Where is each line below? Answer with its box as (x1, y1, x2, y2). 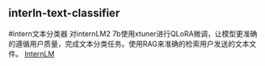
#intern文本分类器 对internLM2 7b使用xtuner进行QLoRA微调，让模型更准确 (8, 28, 258, 39)
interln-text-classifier (8, 6, 120, 20)
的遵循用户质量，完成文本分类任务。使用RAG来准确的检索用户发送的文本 (8, 39, 250, 48)
